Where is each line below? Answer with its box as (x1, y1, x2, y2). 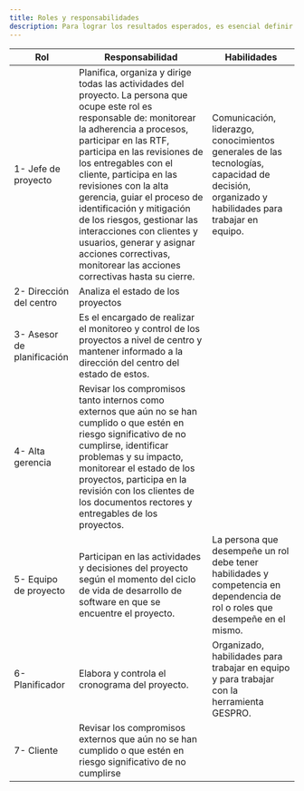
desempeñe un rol (212, 544, 290, 557)
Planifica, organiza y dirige (78, 65, 192, 78)
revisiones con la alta (78, 179, 169, 191)
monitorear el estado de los (78, 462, 195, 474)
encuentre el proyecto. (78, 607, 176, 620)
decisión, (212, 179, 252, 191)
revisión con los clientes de (78, 484, 195, 497)
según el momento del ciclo (78, 572, 196, 585)
